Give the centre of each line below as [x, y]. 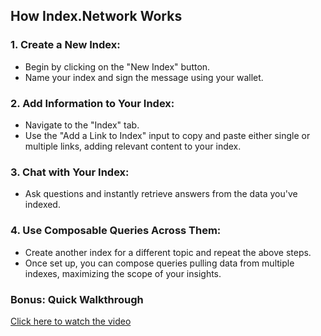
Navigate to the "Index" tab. [82, 125]
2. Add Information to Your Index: [92, 103]
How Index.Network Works [96, 16]
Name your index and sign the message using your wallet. [144, 77]
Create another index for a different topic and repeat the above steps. [168, 252]
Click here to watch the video [71, 321]
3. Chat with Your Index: [70, 172]
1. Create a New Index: [65, 45]
